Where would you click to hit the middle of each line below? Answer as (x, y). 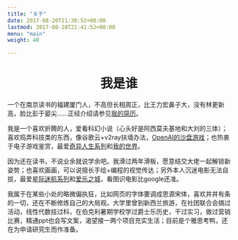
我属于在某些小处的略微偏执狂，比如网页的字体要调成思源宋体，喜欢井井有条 (119, 194)
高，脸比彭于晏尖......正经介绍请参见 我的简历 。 (75, 113)
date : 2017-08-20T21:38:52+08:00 (57, 21)
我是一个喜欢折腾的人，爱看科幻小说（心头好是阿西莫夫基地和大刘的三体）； (118, 129)
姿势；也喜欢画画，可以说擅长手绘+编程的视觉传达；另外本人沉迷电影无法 (115, 170)
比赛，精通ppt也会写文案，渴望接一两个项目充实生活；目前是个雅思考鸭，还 (118, 221)
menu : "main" (27, 34)
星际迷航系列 (51, 179)
